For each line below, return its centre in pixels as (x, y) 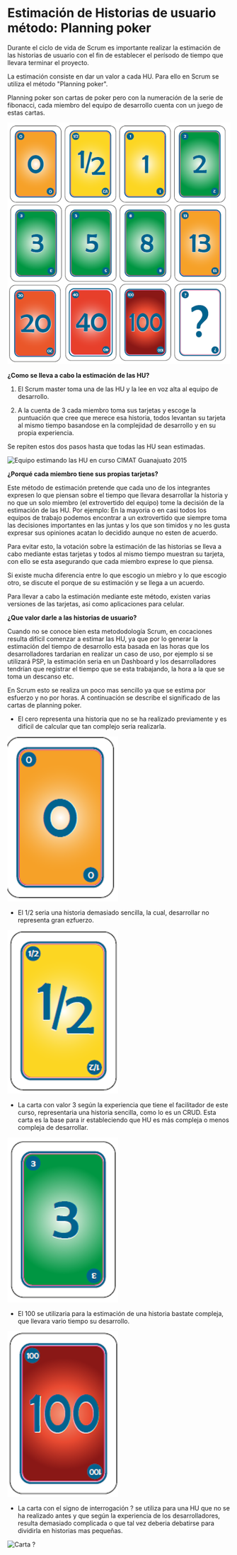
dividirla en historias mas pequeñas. (70, 1531)
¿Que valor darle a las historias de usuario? (72, 618)
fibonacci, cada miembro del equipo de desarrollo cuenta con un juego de (115, 105)
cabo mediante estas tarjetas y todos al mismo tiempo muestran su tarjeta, (116, 554)
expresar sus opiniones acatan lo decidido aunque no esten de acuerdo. (112, 533)
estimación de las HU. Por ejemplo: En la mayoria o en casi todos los (107, 510)
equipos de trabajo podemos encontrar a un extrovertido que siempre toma (117, 518)
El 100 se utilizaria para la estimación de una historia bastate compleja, (121, 1313)
